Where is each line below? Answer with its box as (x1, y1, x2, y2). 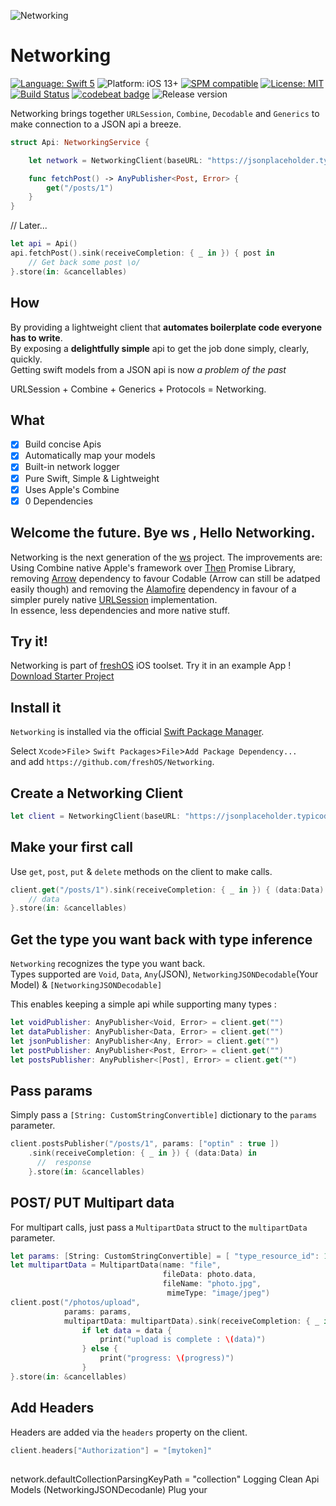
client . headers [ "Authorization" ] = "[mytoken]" (10, 1445, 213, 1455)
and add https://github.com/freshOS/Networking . (10, 756, 215, 768)
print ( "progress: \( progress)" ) (99, 1353, 235, 1364)
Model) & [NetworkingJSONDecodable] (10, 979, 163, 991)
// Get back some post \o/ (28, 257, 141, 267)
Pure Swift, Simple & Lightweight (24, 472, 160, 484)
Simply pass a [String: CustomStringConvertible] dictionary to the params (10, 1109, 318, 1121)
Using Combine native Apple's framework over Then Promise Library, (10, 561, 296, 574)
